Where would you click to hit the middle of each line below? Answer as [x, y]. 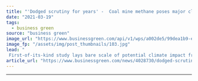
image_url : [19, 39]
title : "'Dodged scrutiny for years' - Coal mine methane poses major [96, 11]
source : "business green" [38, 33]
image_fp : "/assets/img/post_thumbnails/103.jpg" [68, 45]
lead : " [16, 50]
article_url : [22, 60]
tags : [13, 22]
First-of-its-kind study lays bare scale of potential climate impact [97, 55]
